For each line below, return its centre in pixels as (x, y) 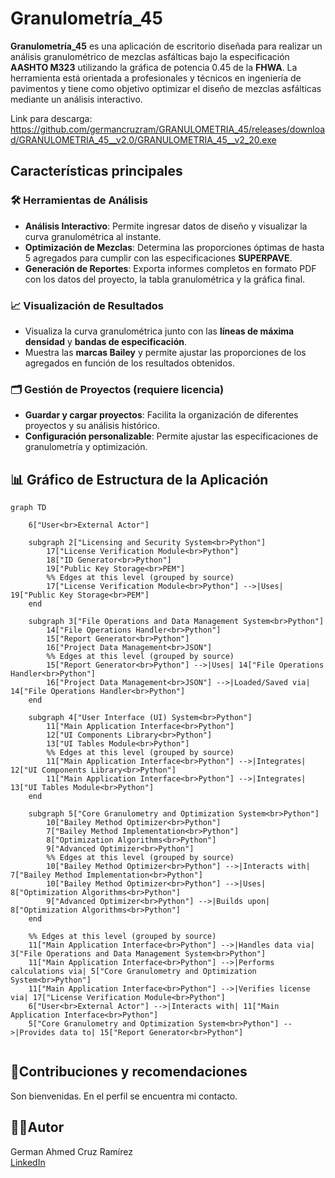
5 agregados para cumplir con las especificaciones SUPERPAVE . (158, 258)
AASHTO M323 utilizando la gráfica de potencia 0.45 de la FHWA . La (154, 67)
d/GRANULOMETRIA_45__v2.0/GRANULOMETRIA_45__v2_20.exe (143, 139)
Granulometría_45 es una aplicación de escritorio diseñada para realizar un (166, 46)
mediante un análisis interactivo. (76, 99)
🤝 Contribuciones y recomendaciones (129, 1072)
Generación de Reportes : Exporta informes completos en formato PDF (170, 268)
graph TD (28, 508)
